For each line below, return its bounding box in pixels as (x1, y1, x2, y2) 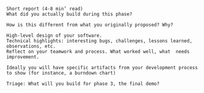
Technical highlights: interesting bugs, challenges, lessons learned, (6, 38, 192, 44)
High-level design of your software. (6, 32, 103, 39)
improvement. (6, 54, 40, 60)
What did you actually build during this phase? (6, 11, 133, 17)
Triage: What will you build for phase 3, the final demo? (6, 81, 160, 87)
